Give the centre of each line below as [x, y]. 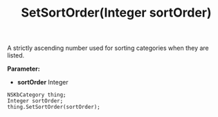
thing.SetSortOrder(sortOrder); [54, 107]
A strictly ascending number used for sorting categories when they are [108, 48]
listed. [16, 55]
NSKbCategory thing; [37, 95]
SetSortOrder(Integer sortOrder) [116, 13]
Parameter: [24, 69]
